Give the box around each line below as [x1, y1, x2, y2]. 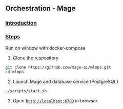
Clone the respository [12, 55, 59, 61]
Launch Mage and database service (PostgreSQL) [12, 79, 119, 85]
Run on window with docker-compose [5, 45, 86, 51]
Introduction [5, 19, 37, 27]
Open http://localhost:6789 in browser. [12, 98, 99, 104]
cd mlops [5, 69, 24, 75]
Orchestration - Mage [5, 4, 76, 13]
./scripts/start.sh [5, 89, 47, 94]
